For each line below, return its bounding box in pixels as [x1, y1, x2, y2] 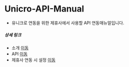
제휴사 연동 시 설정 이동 [11, 57, 56, 63]
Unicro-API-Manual [4, 3, 85, 14]
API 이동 [11, 51, 28, 56]
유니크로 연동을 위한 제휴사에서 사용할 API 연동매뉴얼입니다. [11, 20, 124, 26]
